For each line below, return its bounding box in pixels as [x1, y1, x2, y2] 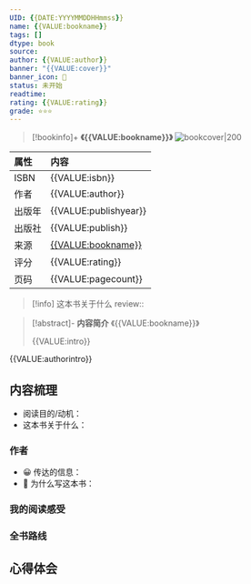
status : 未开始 [9, 81, 63, 90]
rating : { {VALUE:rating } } [9, 97, 107, 107]
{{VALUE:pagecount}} [50, 273, 143, 286]
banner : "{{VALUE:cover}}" [9, 65, 112, 74]
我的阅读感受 [9, 503, 66, 516]
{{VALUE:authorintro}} [9, 354, 93, 365]
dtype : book [9, 38, 55, 48]
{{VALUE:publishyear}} [50, 205, 147, 217]
